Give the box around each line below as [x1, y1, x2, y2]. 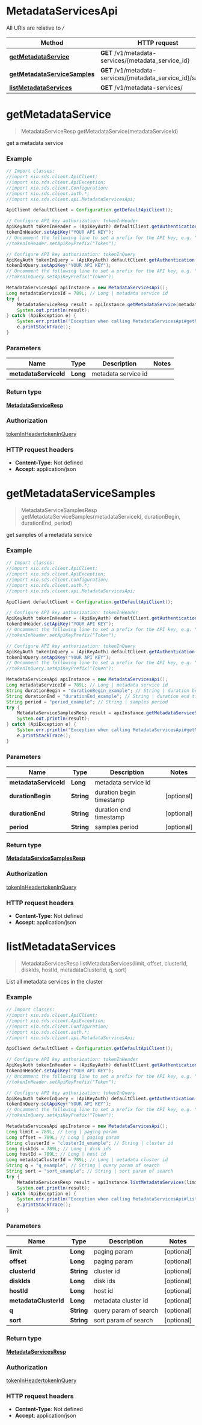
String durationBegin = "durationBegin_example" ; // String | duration [6, 687, 189, 694]
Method [40, 38, 64, 46]
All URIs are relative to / [6, 24, 64, 31]
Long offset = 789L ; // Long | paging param [6, 1134, 120, 1141]
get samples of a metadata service [6, 531, 92, 539]
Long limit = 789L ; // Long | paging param [6, 1129, 117, 1135]
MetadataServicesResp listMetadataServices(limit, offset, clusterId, [20, 959, 188, 967]
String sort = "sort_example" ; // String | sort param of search [6, 1168, 173, 1174]
